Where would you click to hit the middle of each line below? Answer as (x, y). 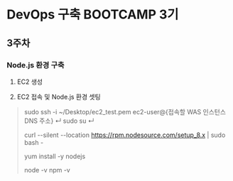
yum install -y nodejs (55, 156)
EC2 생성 (30, 82)
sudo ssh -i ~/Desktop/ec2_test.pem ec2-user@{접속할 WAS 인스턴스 (125, 111)
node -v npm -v (47, 170)
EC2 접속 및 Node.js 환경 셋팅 (59, 97)
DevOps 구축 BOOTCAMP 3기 (93, 15)
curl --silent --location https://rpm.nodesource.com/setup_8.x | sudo (125, 135)
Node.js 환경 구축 (36, 65)
